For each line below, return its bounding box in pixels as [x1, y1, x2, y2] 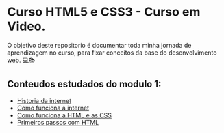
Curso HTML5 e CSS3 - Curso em [7, 4, 201, 20]
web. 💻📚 [7, 56, 36, 64]
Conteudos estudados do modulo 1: [7, 78, 162, 90]
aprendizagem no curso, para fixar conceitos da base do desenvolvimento [7, 48, 217, 57]
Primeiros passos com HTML [16, 118, 99, 126]
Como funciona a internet [16, 104, 90, 112]
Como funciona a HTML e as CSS [16, 110, 112, 119]
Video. [7, 18, 46, 34]
